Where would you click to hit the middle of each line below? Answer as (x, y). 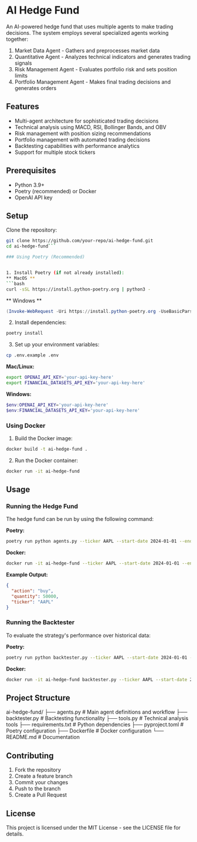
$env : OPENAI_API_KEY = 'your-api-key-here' (57, 405)
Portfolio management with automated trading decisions (82, 140)
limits (21, 75)
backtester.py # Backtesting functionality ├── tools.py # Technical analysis (97, 718)
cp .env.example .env (33, 355)
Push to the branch (38, 789)
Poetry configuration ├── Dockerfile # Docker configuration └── (85, 731)
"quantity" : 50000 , (35, 596)
